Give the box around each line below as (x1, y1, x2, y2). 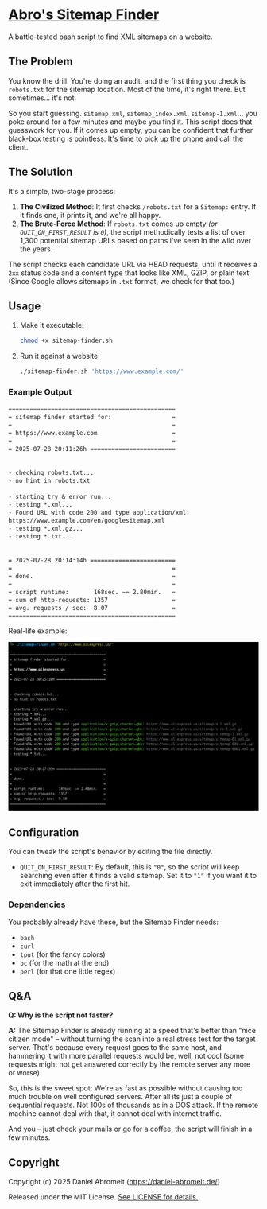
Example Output (8, 387, 72, 398)
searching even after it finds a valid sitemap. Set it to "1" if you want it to (19, 871, 257, 881)
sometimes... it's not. (8, 93, 77, 103)
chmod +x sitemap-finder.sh (19, 336, 113, 345)
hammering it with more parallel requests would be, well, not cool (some (8, 1052, 245, 1061)
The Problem (8, 55, 73, 68)
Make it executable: (19, 321, 84, 330)
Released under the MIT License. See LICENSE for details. (8, 1192, 199, 1202)
